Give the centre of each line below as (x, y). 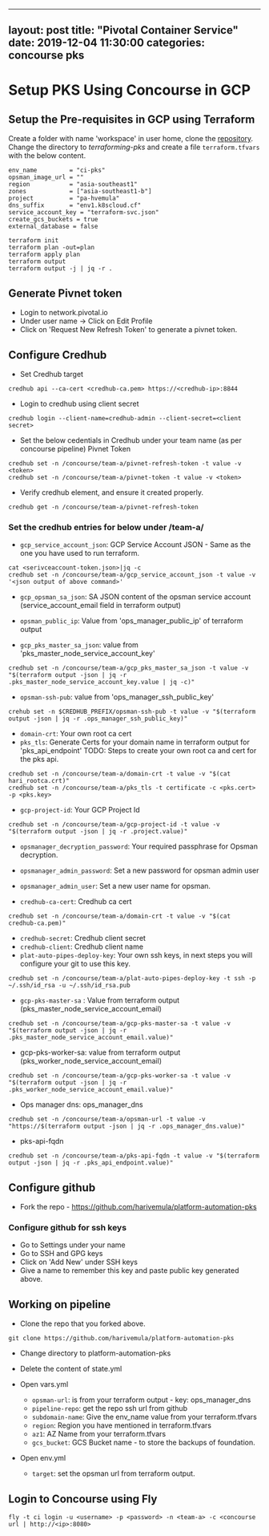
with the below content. (47, 156)
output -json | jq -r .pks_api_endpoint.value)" (91, 1163)
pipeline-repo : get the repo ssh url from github (110, 1408)
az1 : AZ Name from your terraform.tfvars (99, 1434)
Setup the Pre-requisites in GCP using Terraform (132, 119)
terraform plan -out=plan (51, 248)
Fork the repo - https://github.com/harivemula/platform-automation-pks (139, 1207)
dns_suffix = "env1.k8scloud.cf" (75, 205)
